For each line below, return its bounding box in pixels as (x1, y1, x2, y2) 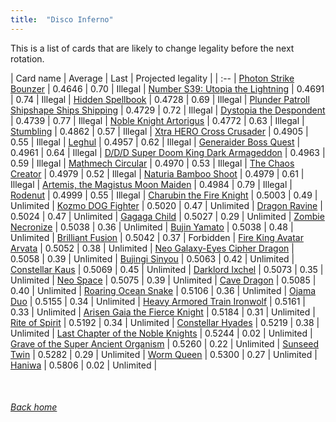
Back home (10, 401, 58, 413)
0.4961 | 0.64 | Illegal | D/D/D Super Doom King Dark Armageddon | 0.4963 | (10, 146, 326, 158)
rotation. (10, 52, 45, 65)
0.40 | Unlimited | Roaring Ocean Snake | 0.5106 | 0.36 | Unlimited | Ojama (10, 284, 317, 296)
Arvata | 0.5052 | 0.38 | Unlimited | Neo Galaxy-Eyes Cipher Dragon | (10, 242, 295, 254)
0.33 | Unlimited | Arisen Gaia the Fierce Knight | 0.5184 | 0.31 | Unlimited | (10, 306, 316, 318)
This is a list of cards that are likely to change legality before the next (10, 42, 295, 54)
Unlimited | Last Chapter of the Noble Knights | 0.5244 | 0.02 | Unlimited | (10, 327, 313, 339)
